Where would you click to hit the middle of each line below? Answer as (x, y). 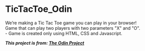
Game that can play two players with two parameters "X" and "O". (73, 28)
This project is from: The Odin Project (45, 43)
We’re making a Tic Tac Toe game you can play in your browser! (71, 23)
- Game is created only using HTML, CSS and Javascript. (64, 33)
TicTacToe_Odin (39, 9)
